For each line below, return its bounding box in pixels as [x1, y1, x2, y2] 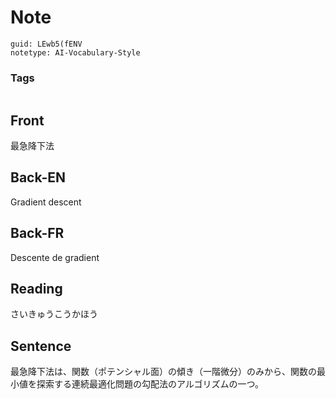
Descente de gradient [10, 251, 100, 263]
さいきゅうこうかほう [10, 308, 98, 320]
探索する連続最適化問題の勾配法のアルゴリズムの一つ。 [36, 378, 265, 390]
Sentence [10, 337, 72, 355]
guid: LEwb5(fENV [10, 39, 83, 49]
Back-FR [10, 225, 65, 242]
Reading [10, 281, 63, 298]
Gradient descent [10, 196, 82, 208]
